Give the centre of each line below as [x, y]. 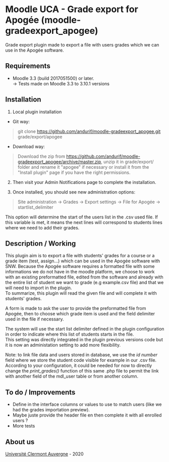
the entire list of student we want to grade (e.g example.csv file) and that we [84, 283]
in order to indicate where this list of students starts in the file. [70, 334]
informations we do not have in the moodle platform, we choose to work [80, 272]
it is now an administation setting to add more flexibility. [63, 345]
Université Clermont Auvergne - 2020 [44, 454]
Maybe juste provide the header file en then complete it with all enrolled [87, 415]
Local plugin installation [37, 112]
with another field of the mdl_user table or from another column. [72, 376]
